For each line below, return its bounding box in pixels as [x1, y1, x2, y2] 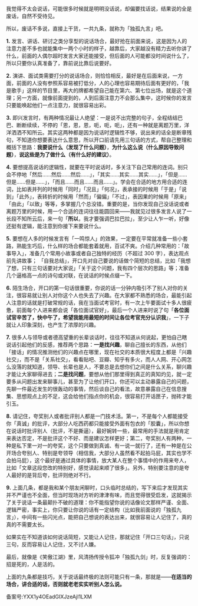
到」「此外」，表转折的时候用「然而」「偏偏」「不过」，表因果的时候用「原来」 [6, 193, 190, 200]
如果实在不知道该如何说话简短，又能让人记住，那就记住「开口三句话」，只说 [6, 533, 190, 541]
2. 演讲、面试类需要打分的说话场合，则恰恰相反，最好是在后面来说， [6, 73, 173, 79]
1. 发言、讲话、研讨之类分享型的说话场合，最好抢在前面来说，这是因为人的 [6, 38, 187, 44]
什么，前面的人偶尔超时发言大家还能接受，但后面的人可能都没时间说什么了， [6, 52, 192, 59]
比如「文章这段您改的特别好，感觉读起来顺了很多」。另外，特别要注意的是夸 [6, 465, 190, 471]
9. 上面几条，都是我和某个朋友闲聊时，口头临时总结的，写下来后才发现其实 [6, 484, 189, 491]
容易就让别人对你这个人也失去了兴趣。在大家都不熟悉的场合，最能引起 [21, 292, 192, 299]
